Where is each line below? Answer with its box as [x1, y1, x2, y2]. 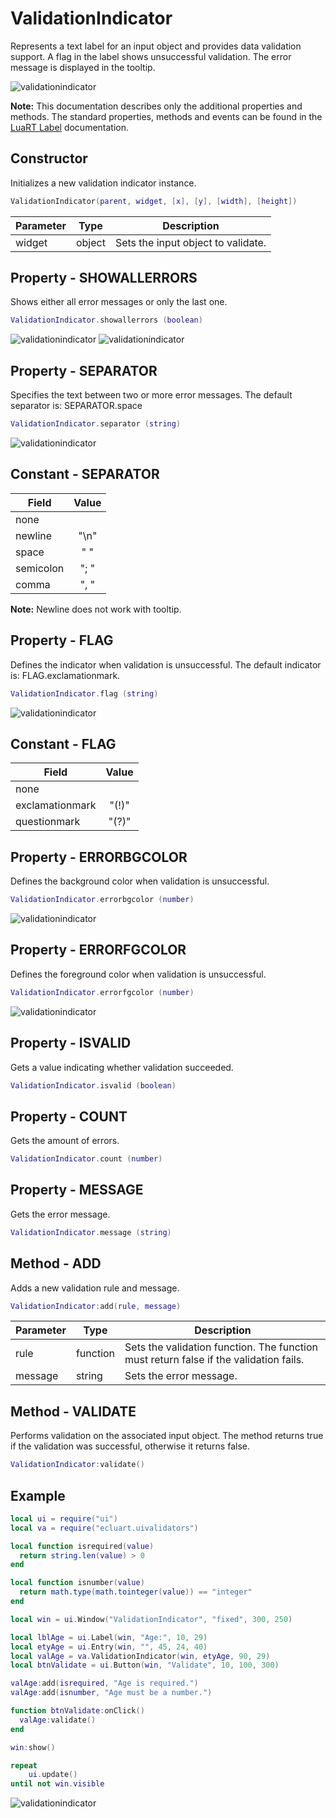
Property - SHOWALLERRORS [10, 270, 198, 287]
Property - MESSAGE [10, 1182, 144, 1199]
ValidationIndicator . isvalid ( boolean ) [10, 1080, 177, 1091]
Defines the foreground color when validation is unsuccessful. [10, 968, 267, 980]
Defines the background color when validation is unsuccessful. [10, 875, 270, 887]
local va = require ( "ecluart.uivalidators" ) [10, 1523, 199, 1533]
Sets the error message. [124, 1369, 238, 1383]
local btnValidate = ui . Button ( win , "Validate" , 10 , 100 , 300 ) [10, 1660, 280, 1671]
